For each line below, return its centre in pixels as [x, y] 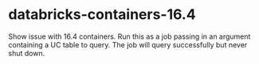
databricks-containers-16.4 [102, 15]
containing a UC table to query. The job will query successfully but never [128, 44]
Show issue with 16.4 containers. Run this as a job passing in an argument [129, 36]
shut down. [27, 53]
